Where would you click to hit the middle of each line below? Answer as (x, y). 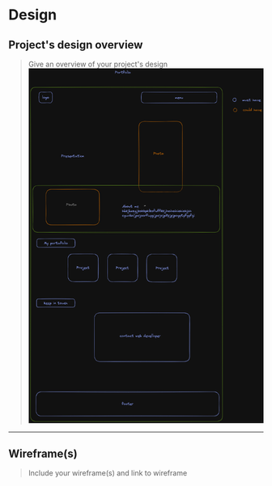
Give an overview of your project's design (98, 64)
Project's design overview (76, 45)
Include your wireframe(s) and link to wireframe (108, 473)
